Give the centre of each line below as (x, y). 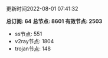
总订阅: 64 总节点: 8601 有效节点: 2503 (54, 21)
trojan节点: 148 (33, 49)
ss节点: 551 (28, 34)
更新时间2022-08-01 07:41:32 (42, 9)
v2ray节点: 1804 (34, 41)
